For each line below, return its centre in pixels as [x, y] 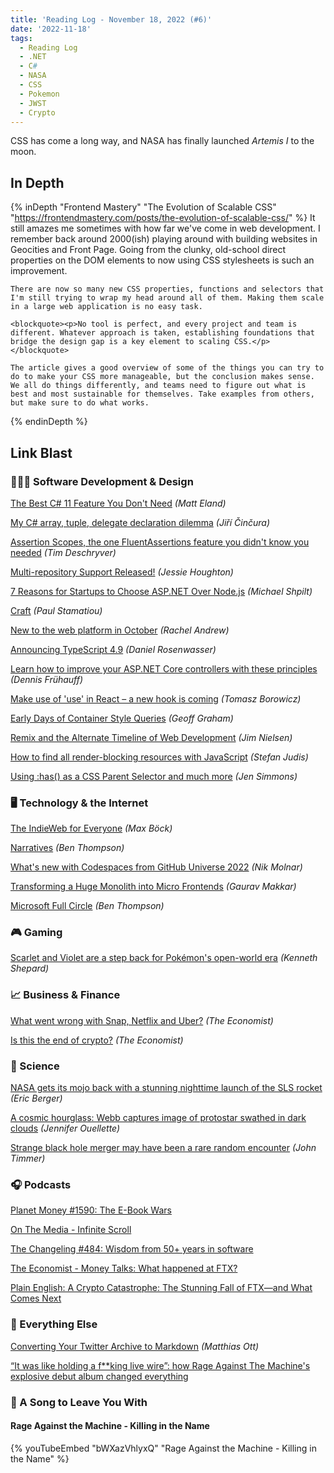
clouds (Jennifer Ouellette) [65, 1128]
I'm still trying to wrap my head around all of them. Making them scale [167, 298]
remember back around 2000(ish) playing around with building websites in [164, 239]
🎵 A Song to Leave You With [79, 1402]
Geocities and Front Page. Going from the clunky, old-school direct [148, 250]
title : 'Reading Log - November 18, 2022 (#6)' [111, 19]
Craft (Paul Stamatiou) [56, 610]
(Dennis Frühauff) [47, 679]
